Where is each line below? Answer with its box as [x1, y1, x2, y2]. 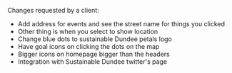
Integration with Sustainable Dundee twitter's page [17, 57, 168, 66]
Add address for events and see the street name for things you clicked [17, 20, 226, 28]
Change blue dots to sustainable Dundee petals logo [17, 35, 173, 43]
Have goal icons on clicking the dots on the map [17, 43, 160, 50]
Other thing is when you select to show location [17, 28, 158, 35]
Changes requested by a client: [7, 6, 100, 14]
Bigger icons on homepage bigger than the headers [17, 50, 170, 58]
